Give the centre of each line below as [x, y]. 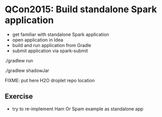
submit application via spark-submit [50, 51]
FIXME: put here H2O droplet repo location [50, 80]
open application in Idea [38, 40]
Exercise [19, 96]
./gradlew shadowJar [27, 71]
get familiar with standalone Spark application [60, 34]
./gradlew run [19, 60]
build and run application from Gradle [52, 45]
